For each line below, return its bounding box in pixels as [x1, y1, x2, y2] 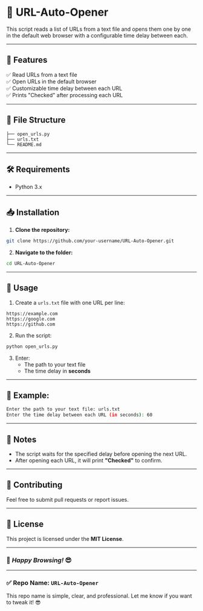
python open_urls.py [6, 344, 59, 350]
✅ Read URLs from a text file [6, 71, 77, 78]
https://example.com [6, 310, 59, 316]
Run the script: [14, 331, 52, 339]
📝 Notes [6, 434, 37, 444]
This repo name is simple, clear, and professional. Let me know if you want [6, 592, 192, 600]
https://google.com [6, 316, 56, 322]
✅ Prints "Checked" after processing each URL [6, 91, 123, 98]
